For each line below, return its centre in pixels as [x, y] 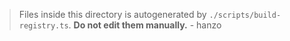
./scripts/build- [245, 15]
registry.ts [43, 26]
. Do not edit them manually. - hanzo [145, 25]
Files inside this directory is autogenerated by [112, 14]
